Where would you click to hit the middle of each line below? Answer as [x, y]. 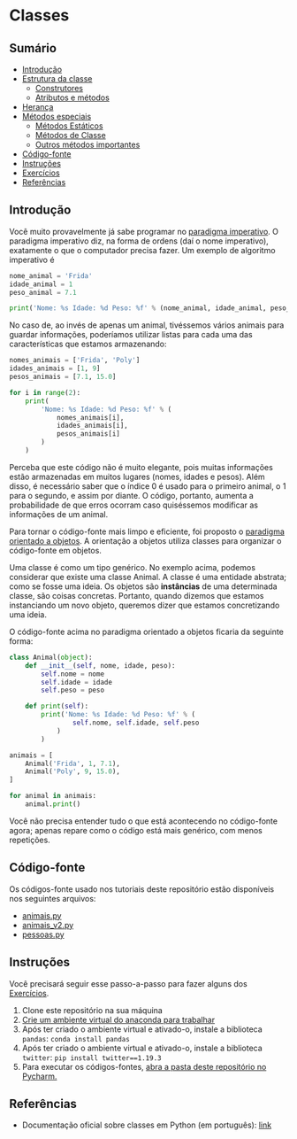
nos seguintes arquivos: [53, 898]
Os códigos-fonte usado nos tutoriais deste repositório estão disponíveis [142, 889]
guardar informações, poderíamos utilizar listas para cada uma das [131, 335]
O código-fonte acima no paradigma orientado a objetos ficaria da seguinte [147, 631]
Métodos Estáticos [69, 126]
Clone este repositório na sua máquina [92, 1010]
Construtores [59, 88]
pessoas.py [43, 934]
